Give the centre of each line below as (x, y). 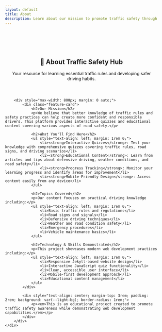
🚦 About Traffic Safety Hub (81, 62)
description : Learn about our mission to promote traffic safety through (81, 18)
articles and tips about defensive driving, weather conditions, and (77, 160)
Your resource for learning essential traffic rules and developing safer (81, 74)
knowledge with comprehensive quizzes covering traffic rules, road (76, 147)
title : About (18, 14)
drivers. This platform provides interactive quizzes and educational (78, 122)
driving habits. (81, 79)
